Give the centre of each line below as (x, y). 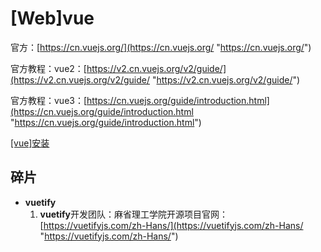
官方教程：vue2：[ (48, 68)
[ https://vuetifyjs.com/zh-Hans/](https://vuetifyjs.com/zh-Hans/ (171, 225)
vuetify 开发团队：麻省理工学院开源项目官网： (133, 214)
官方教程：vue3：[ (49, 100)
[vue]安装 (30, 143)
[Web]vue (52, 18)
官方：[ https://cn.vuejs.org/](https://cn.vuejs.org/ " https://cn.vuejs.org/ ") (161, 47)
